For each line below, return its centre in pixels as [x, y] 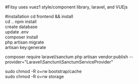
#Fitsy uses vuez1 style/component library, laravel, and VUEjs [66, 7]
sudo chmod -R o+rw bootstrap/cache [43, 71]
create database [21, 27]
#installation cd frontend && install [39, 16]
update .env [17, 32]
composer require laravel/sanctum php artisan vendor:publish [67, 57]
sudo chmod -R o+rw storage [34, 76]
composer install [22, 37]
